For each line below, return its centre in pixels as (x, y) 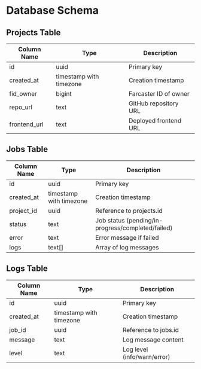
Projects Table (33, 33)
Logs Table (27, 269)
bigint (64, 94)
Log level (135, 349)
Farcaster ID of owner (159, 94)
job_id (18, 330)
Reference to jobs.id (151, 330)
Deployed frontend (155, 121)
